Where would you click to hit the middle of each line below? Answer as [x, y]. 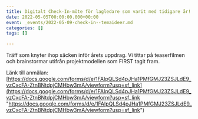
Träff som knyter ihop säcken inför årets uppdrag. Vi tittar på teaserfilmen [95, 55]
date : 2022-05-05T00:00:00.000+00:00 [52, 17]
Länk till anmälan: [27, 73]
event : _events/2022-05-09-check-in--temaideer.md [70, 22]
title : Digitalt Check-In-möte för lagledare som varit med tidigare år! [99, 11]
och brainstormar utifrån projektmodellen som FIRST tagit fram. [83, 62]
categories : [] [25, 28]
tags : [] [17, 33]
